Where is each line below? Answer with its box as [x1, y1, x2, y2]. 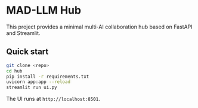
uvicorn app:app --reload [6, 79, 70, 85]
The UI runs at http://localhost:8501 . [6, 96, 100, 103]
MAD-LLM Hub [6, 4, 82, 17]
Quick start [6, 47, 49, 57]
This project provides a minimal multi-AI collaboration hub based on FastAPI [6, 23, 193, 30]
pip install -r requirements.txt [6, 74, 89, 80]
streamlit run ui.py [6, 84, 58, 91]
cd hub [6, 68, 23, 74]
